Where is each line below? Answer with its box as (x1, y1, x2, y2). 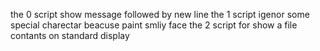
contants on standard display (10, 30, 130, 41)
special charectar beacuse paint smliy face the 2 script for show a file (10, 19, 298, 31)
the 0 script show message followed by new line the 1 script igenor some (10, 9, 310, 20)
